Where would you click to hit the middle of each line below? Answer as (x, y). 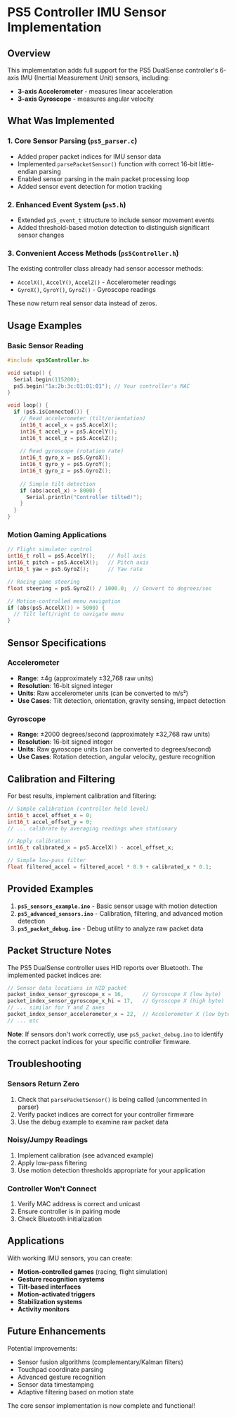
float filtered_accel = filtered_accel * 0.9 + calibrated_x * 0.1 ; (110, 867)
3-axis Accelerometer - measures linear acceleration (95, 91)
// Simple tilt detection (58, 484)
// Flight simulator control (50, 550)
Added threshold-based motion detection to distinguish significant (113, 227)
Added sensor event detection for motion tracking (90, 186)
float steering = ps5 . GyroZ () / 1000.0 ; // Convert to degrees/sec (110, 588)
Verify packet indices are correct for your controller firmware (106, 1114)
